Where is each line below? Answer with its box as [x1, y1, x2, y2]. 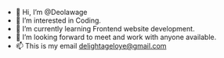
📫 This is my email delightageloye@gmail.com [15, 42, 167, 50]
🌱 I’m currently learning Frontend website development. [15, 24, 195, 33]
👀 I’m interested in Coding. [15, 16, 102, 25]
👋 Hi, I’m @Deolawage [15, 8, 88, 16]
